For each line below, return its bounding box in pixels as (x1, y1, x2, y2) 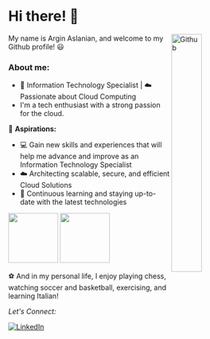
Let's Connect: (8, 306, 56, 317)
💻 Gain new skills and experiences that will (19, 140, 162, 150)
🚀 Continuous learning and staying (19, 189, 134, 198)
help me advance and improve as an (19, 151, 139, 162)
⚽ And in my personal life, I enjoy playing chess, (8, 271, 167, 281)
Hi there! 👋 (8, 7, 80, 25)
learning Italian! (8, 291, 59, 301)
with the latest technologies (36, 197, 127, 207)
